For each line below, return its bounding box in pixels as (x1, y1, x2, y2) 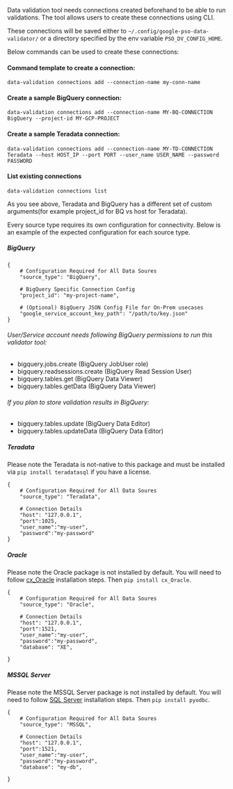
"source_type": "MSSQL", (19, 722, 92, 728)
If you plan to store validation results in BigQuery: (7, 398, 150, 406)
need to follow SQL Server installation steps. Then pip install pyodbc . (7, 696, 210, 704)
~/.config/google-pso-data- (128, 28, 210, 35)
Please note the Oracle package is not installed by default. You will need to (7, 568, 221, 577)
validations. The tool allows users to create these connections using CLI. (7, 13, 215, 22)
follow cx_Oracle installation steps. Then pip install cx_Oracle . (7, 575, 191, 584)
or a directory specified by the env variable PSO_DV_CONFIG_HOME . (40, 34, 223, 42)
